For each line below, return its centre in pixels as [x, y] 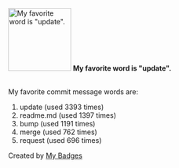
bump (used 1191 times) [57, 124]
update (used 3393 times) [62, 107]
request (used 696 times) [60, 140]
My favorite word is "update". [122, 68]
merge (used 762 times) [58, 132]
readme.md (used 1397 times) [68, 115]
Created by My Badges [45, 155]
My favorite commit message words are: [73, 92]
